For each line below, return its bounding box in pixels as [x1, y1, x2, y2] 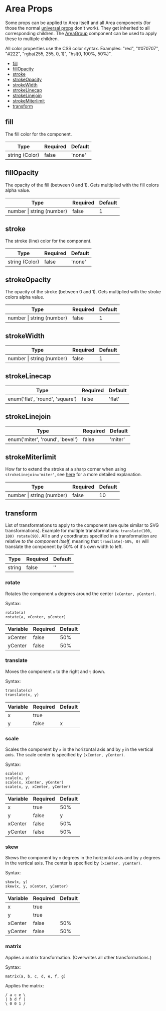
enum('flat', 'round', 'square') [8, 395, 77, 402]
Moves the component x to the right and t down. [5, 668, 105, 675]
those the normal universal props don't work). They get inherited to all [5, 25, 150, 31]
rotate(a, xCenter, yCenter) [5, 614, 66, 619]
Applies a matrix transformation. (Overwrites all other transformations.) [5, 954, 152, 960]
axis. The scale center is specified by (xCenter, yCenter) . [5, 752, 125, 758]
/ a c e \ [5, 992, 26, 997]
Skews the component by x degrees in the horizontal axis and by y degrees [5, 855, 160, 861]
